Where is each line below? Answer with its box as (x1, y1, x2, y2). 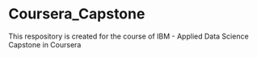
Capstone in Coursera (8, 39, 82, 49)
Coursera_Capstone (8, 5, 145, 23)
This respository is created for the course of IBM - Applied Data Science (8, 31, 249, 41)
